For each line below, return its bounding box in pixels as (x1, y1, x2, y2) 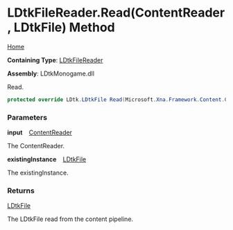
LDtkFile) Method (13, 19, 116, 35)
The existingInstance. (7, 168, 69, 177)
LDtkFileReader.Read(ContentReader (7, 5, 225, 21)
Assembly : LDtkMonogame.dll (7, 69, 95, 78)
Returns (7, 186, 35, 195)
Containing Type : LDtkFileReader (7, 55, 103, 64)
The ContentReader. (7, 142, 64, 150)
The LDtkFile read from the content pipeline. (7, 215, 134, 223)
